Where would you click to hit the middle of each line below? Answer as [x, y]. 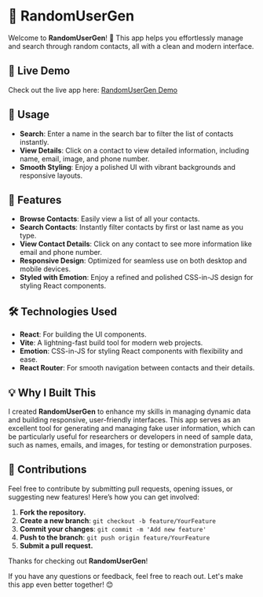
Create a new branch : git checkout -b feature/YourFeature [117, 520]
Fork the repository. [53, 512]
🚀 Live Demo [39, 71]
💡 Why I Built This [52, 392]
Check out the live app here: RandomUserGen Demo [93, 90]
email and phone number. [61, 252]
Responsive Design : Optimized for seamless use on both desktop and [133, 261]
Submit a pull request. [56, 545]
